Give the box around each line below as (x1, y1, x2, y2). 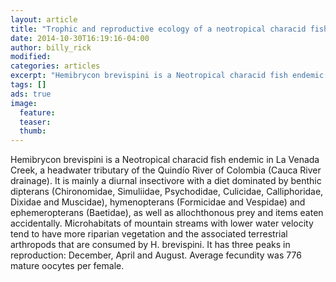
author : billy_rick (10, 42, 92, 53)
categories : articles (10, 61, 101, 71)
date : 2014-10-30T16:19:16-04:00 (10, 33, 150, 43)
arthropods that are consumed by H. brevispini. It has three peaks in (10, 239, 291, 251)
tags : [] (10, 80, 47, 90)
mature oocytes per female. (10, 260, 125, 272)
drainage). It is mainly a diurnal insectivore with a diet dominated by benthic (10, 175, 322, 187)
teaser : (19, 117, 52, 127)
